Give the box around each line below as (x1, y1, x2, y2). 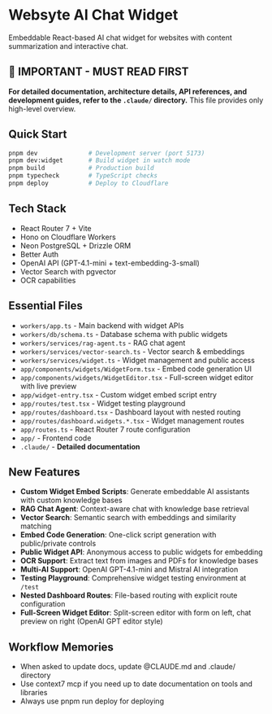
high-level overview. (8, 103, 76, 113)
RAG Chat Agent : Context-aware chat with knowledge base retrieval (19, 504, 249, 514)
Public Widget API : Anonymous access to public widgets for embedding (19, 547, 263, 557)
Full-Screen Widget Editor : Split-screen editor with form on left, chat (19, 608, 252, 618)
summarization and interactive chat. (8, 41, 128, 50)
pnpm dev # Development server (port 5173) (8, 149, 205, 157)
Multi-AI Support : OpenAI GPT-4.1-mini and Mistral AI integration (19, 564, 239, 575)
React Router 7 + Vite (19, 223, 92, 233)
